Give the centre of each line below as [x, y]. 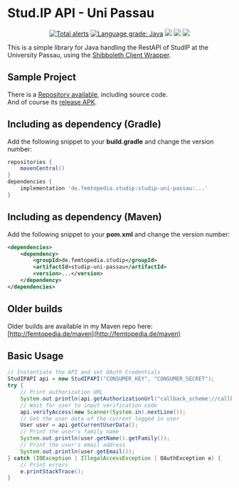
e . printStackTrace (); [52, 471]
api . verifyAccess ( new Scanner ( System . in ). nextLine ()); [103, 412]
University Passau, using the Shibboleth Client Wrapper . [89, 55]
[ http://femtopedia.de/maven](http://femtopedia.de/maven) [94, 334]
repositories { [30, 162]
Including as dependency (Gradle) [84, 125]
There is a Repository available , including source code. [88, 94]
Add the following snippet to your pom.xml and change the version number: [119, 234]
